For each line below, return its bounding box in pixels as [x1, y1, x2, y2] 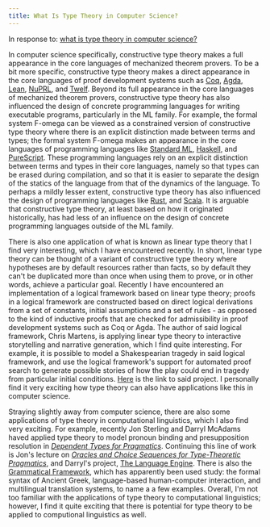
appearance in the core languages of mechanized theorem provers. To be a [8, 58, 260, 68]
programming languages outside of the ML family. [8, 221, 174, 231]
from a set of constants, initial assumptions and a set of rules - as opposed [8, 305, 257, 315]
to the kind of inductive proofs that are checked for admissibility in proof [8, 314, 248, 324]
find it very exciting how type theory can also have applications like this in [8, 383, 254, 392]
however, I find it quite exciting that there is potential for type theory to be [8, 501, 252, 511]
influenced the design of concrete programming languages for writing [8, 101, 240, 111]
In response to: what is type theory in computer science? [8, 34, 197, 44]
